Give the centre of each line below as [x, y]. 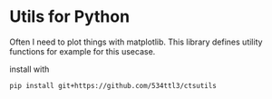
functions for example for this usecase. [83, 51]
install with [29, 69]
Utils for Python [69, 17]
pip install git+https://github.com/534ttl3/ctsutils [113, 85]
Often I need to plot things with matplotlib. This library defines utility [136, 42]
